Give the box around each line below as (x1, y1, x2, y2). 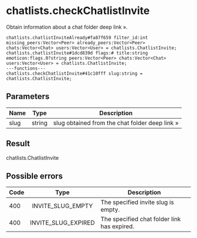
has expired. (100, 222, 135, 230)
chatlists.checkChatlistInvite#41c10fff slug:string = (6, 70, 143, 77)
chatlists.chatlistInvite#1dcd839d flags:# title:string (6, 50, 148, 56)
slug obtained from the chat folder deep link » (53, 119, 179, 127)
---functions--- (6, 65, 46, 71)
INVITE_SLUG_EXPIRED (30, 219, 95, 227)
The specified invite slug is (100, 198, 174, 206)
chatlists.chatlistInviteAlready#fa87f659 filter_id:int (6, 35, 148, 40)
